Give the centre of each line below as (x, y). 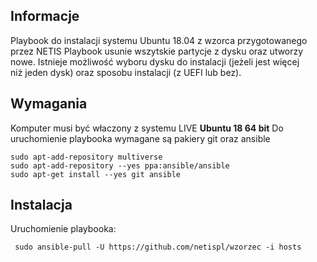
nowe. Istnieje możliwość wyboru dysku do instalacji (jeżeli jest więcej (155, 61)
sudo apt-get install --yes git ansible (96, 174)
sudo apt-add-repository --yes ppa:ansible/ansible (120, 165)
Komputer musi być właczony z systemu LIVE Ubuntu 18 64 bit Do (147, 128)
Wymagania (49, 104)
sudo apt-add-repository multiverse (86, 157)
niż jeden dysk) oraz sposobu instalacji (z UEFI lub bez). (126, 72)
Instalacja (41, 205)
